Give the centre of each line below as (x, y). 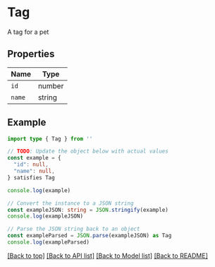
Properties (31, 54)
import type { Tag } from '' (50, 138)
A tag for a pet (28, 32)
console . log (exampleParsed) (49, 242)
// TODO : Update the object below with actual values (88, 152)
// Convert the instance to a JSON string (70, 203)
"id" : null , (31, 165)
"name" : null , (34, 171)
